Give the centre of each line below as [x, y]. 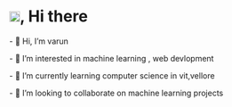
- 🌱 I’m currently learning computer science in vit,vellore [112, 75]
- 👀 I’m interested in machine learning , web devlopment [112, 58]
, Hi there [54, 16]
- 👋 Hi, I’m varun [39, 41]
